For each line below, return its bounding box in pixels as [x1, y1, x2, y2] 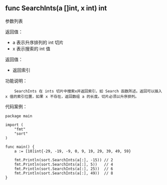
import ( [5, 122, 24, 127]
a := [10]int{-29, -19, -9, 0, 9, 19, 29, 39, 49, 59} [14, 148, 131, 154]
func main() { [5, 144, 35, 149]
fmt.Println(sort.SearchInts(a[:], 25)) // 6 [14, 166, 113, 171]
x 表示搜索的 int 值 [12, 45, 51, 52]
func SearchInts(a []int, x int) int [5, 4, 107, 13]
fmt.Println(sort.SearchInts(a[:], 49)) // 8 [14, 170, 113, 175]
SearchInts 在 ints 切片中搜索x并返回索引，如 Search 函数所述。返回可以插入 [14, 88, 162, 94]
